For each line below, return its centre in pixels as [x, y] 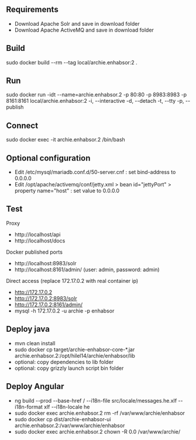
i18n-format [28, 407]
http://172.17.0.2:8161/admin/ [49, 304]
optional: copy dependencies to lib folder [64, 362]
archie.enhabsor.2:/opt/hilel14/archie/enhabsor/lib [75, 355]
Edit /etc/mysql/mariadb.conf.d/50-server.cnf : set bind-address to [95, 172]
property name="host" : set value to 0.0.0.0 [67, 191]
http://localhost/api [37, 234]
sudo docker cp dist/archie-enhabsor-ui [63, 419]
